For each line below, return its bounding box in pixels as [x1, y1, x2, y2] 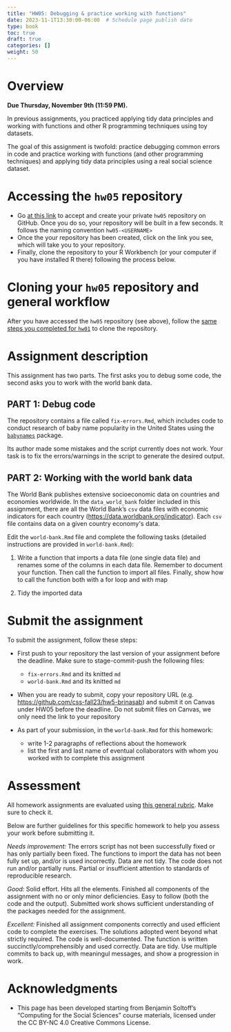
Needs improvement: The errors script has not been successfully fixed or [7, 842, 215, 851]
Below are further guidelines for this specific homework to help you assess [7, 822, 220, 830]
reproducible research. [7, 871, 72, 880]
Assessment [7, 778, 81, 793]
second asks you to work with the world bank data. [7, 378, 152, 387]
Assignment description [7, 348, 148, 364]
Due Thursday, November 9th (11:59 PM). [7, 101, 128, 109]
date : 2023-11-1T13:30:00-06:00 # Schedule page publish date [7, 17, 193, 23]
